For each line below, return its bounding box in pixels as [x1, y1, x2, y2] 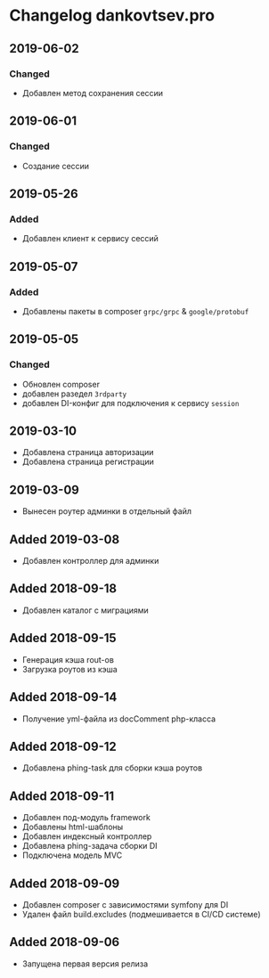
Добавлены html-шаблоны [21, 821, 124, 833]
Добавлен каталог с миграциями [21, 605, 149, 615]
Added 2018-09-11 [9, 788, 115, 803]
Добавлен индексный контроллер [21, 831, 152, 842]
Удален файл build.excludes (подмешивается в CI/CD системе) [21, 909, 261, 919]
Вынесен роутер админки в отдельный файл [21, 506, 192, 517]
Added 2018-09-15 [9, 631, 118, 646]
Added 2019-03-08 [9, 532, 120, 547]
